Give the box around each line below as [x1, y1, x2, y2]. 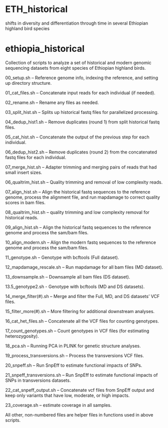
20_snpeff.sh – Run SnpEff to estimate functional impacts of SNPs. [5, 362, 142, 368]
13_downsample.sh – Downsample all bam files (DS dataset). [5, 273, 130, 279]
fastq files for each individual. [5, 154, 67, 160]
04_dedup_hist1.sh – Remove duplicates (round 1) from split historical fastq [5, 119, 160, 125]
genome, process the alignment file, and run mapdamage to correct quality [5, 194, 160, 200]
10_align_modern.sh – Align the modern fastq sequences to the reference [5, 239, 156, 245]
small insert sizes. [5, 169, 43, 175]
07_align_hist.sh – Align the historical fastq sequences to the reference [5, 189, 150, 195]
